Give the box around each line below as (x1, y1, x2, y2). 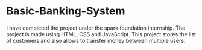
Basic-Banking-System (6, 4, 125, 18)
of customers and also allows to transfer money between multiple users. (6, 37, 186, 44)
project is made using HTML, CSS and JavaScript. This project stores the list (6, 30, 196, 37)
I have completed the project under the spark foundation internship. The (6, 24, 186, 31)
